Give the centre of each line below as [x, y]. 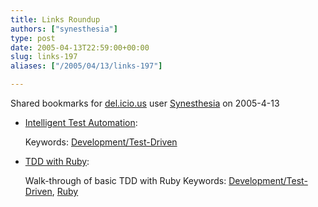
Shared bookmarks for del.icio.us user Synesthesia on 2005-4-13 [145, 103]
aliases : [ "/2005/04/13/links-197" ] [86, 66]
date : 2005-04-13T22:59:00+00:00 [80, 47]
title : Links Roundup [55, 19]
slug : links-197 [44, 57]
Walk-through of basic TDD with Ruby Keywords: [125, 180]
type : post [33, 38]
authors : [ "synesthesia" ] [64, 29]
